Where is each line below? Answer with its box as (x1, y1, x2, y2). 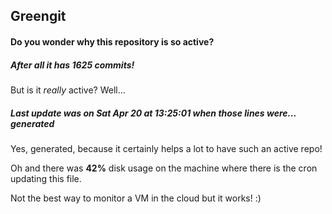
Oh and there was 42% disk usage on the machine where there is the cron (10, 162, 318, 174)
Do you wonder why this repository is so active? (10, 35, 215, 48)
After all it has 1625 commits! (10, 59, 135, 71)
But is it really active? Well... (10, 84, 126, 96)
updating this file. (10, 172, 82, 184)
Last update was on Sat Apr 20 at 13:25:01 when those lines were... (10, 107, 297, 119)
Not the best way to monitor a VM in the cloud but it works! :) (10, 192, 262, 204)
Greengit (10, 8, 67, 25)
